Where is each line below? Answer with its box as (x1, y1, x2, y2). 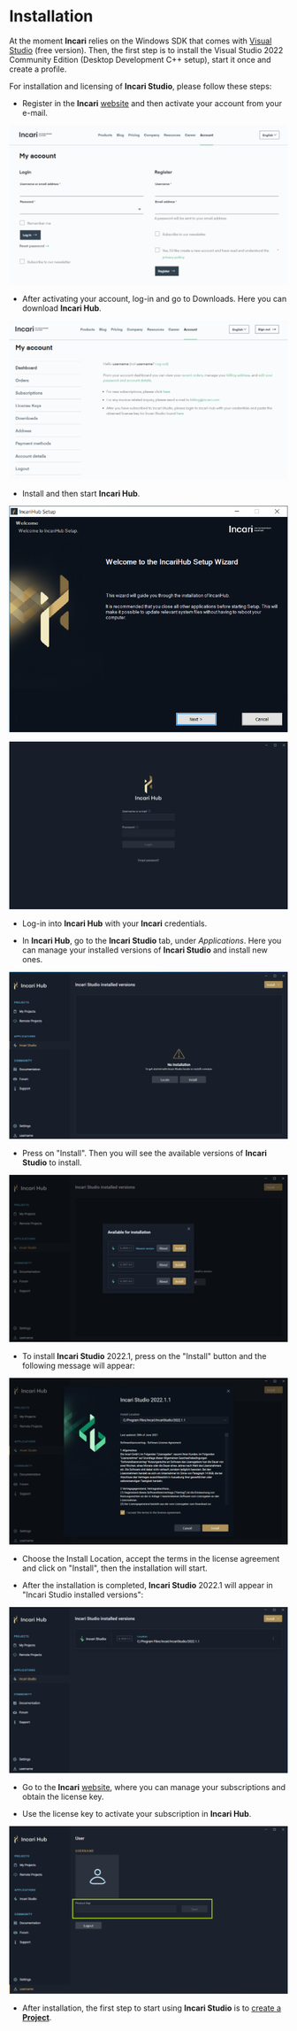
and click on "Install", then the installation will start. (21, 1563, 208, 1573)
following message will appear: (21, 1360, 135, 1371)
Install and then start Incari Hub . (21, 489, 141, 499)
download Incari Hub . (21, 303, 102, 313)
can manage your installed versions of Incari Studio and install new (21, 945, 268, 955)
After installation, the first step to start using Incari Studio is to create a (21, 2003, 281, 2013)
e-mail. (21, 107, 49, 118)
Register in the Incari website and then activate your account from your (21, 97, 283, 108)
